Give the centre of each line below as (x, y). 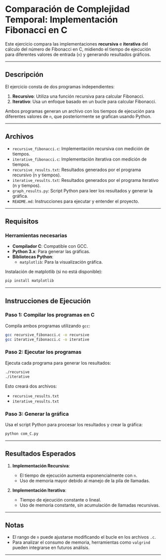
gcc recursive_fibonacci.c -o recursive (47, 335)
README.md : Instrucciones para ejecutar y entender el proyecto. (76, 201)
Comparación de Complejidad (67, 9)
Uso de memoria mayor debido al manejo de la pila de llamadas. (85, 480)
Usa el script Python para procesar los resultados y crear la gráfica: (74, 424)
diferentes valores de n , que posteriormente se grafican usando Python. (78, 116)
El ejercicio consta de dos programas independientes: (60, 86)
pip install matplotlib (30, 281)
